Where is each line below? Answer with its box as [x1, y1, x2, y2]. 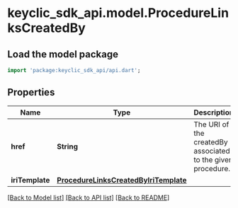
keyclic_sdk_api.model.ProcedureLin [7, 5, 229, 21]
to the [193, 154, 213, 164]
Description [193, 108, 234, 117]
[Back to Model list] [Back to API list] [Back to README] [7, 193, 170, 202]
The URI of [193, 119, 229, 129]
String [56, 141, 79, 151]
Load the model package [7, 48, 119, 60]
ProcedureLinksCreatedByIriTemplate [56, 175, 187, 185]
